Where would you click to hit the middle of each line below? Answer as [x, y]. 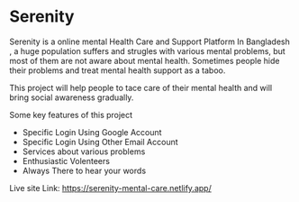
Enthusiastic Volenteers [66, 161]
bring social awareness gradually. [72, 97]
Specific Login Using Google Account [92, 132]
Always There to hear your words [84, 170]
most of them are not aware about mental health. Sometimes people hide [145, 60]
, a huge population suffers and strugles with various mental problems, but [147, 50]
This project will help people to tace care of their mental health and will [141, 87]
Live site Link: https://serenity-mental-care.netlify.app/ [110, 188]
